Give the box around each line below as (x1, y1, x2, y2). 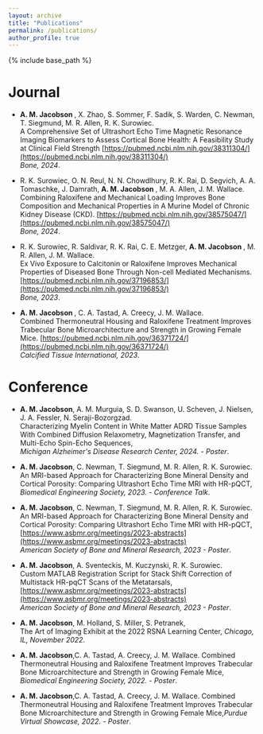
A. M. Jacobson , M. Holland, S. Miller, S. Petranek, (19, 618, 186, 628)
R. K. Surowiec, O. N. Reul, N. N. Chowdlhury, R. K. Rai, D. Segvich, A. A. (19, 176, 256, 185)
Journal (8, 83, 60, 102)
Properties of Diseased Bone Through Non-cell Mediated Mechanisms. (19, 267, 253, 277)
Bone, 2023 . (19, 293, 61, 302)
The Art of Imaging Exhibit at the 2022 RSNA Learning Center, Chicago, (19, 627, 254, 636)
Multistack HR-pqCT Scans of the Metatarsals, (19, 577, 173, 587)
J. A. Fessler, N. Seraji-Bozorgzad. (19, 413, 133, 422)
